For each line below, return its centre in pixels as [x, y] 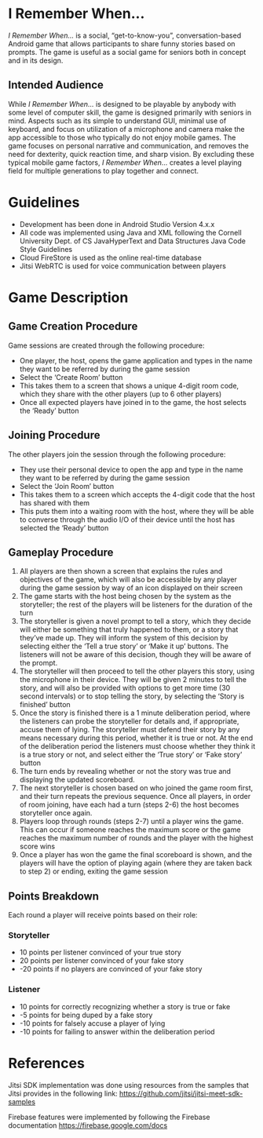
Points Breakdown [54, 896]
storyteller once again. [56, 813]
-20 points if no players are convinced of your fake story [111, 969]
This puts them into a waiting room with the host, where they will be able [137, 511]
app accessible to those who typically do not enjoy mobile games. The [122, 137]
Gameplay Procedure [61, 552]
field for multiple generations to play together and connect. [103, 170]
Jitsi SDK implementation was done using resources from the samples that [129, 1085]
